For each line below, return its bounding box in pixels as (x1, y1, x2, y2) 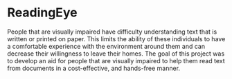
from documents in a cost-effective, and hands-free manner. (7, 64, 181, 72)
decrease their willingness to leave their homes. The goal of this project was (7, 49, 225, 58)
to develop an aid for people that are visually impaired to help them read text (7, 56, 225, 65)
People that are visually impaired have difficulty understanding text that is (7, 27, 217, 36)
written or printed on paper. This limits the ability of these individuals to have (7, 34, 226, 43)
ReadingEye (7, 5, 78, 21)
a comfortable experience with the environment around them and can (7, 42, 206, 50)
